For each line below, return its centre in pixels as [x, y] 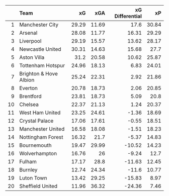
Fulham [28, 162]
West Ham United [40, 113]
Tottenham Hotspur [42, 66]
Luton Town [33, 178]
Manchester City [39, 25]
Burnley [28, 170]
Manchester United [42, 129]
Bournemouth [35, 145]
